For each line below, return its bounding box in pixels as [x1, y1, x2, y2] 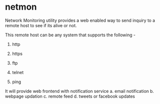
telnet [12, 69, 24, 75]
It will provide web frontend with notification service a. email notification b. [5, 88, 154, 94]
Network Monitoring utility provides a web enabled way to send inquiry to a [5, 17, 155, 23]
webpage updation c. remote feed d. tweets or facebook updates [5, 93, 135, 99]
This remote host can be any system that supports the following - [5, 32, 136, 38]
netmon [5, 1, 37, 13]
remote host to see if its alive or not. [5, 22, 77, 28]
